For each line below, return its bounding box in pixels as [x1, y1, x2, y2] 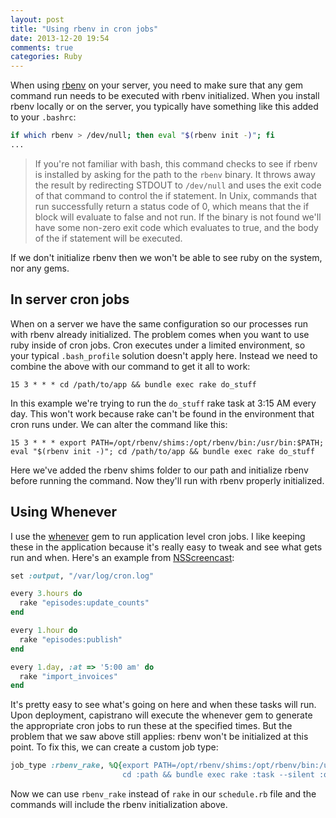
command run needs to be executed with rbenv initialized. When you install [10, 90, 320, 102]
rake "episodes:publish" [19, 634, 123, 645]
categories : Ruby [10, 52, 83, 62]
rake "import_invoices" [19, 671, 118, 681]
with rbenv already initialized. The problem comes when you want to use [10, 328, 310, 340]
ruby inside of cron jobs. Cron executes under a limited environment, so [10, 339, 306, 351]
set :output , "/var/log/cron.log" [10, 571, 155, 581]
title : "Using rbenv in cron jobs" [10, 24, 159, 34]
